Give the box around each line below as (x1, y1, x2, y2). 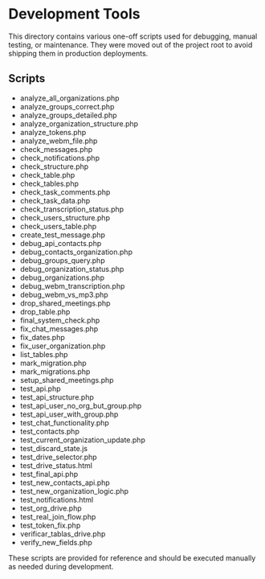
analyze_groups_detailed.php (19, 110, 118, 120)
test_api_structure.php (19, 392, 94, 402)
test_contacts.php (19, 426, 80, 436)
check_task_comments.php (19, 187, 111, 197)
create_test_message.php (19, 230, 106, 240)
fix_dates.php (19, 332, 66, 342)
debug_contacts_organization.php (19, 247, 132, 257)
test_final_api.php (19, 469, 79, 478)
